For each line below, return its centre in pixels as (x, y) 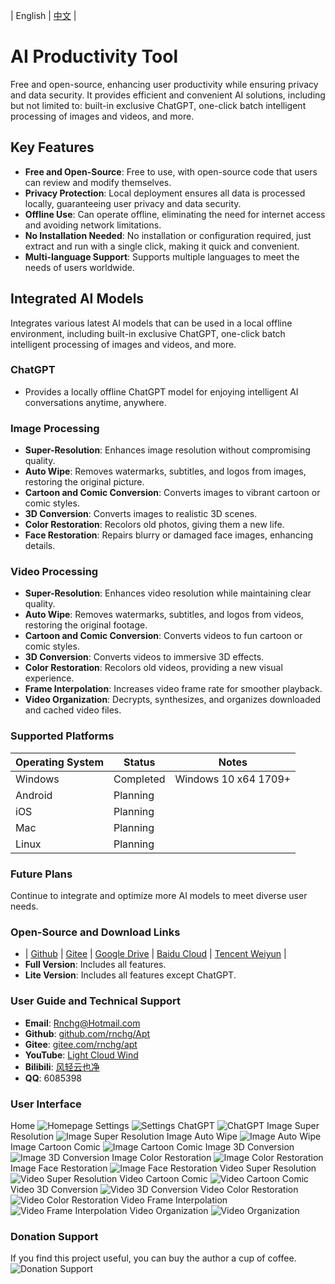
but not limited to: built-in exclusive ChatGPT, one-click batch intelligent (158, 105)
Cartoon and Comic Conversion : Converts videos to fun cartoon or (163, 636)
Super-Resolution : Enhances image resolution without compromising (167, 450)
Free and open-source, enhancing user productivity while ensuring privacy (164, 84)
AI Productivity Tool (94, 56)
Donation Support (54, 1236)
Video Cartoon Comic (163, 1178)
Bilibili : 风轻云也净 (62, 1066)
